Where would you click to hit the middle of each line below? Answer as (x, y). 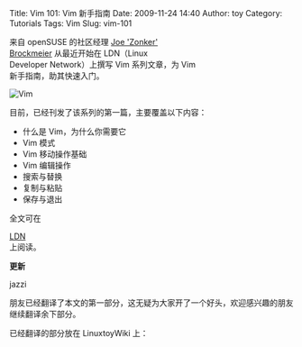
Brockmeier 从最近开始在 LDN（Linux (79, 53)
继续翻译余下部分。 (45, 314)
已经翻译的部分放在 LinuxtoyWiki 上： (79, 333)
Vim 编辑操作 (47, 165)
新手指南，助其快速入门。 (57, 76)
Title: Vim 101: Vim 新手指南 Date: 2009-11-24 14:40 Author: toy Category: (146, 13)
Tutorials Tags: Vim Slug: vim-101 (71, 23)
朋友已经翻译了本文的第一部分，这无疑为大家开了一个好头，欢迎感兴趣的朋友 (151, 303)
